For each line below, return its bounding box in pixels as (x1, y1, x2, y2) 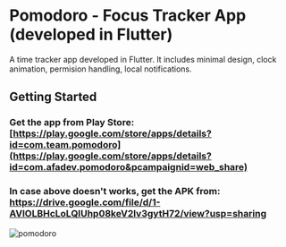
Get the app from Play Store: (9, 116, 135, 129)
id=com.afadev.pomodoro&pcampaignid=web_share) (9, 161, 248, 174)
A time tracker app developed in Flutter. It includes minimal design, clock (9, 54, 277, 64)
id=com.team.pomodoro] (9, 139, 122, 151)
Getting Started (9, 89, 97, 105)
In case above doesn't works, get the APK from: (9, 185, 221, 198)
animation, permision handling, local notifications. (9, 64, 192, 74)
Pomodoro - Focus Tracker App (9, 5, 247, 26)
